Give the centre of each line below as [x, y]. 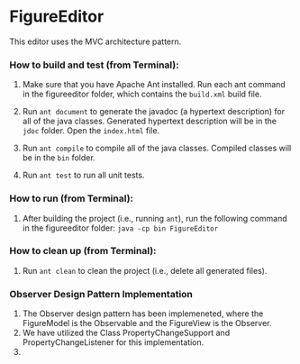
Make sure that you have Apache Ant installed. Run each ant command [154, 85]
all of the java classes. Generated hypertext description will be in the [150, 121]
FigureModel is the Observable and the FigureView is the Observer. [147, 323]
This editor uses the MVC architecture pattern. [95, 41]
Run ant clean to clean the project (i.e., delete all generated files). [145, 270]
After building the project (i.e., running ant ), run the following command [155, 218]
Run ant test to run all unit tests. [83, 175]
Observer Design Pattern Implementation [101, 294]
